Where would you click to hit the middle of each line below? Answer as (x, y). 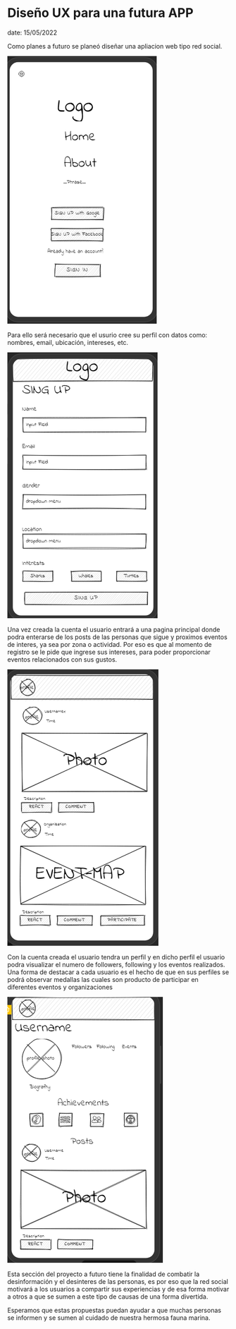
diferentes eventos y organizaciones (60, 987)
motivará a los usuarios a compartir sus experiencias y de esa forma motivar (118, 1289)
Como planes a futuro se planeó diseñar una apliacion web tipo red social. (115, 46)
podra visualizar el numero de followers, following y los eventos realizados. (116, 964)
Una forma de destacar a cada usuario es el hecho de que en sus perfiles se (118, 972)
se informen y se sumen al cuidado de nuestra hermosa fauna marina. (109, 1318)
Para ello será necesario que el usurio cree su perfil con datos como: (107, 335)
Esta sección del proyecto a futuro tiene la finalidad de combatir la (104, 1274)
